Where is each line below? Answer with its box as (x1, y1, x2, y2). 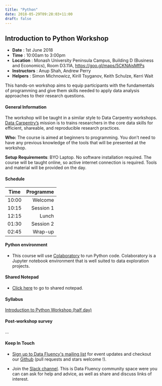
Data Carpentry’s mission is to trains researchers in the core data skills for (5, 120, 153, 126)
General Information (5, 104, 47, 110)
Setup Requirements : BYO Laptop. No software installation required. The (5, 154, 152, 160)
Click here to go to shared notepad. (12, 285, 84, 290)
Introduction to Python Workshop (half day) (5, 307, 92, 313)
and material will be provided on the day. (5, 165, 87, 171)
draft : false (5, 16, 32, 21)
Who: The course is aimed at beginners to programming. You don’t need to (5, 135, 156, 140)
